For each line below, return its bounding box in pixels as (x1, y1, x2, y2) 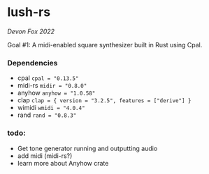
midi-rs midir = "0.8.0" (17, 81, 87, 90)
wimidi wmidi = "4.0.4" (17, 104, 85, 112)
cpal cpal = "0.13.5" (17, 74, 79, 82)
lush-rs (7, 4, 51, 20)
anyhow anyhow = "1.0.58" (17, 88, 96, 97)
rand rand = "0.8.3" (17, 111, 77, 119)
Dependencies (7, 58, 58, 68)
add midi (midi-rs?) (17, 151, 73, 160)
